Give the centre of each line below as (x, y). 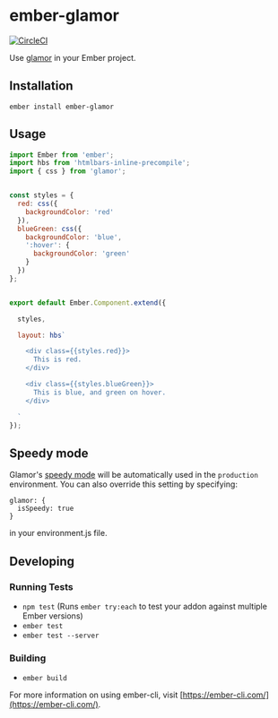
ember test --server (61, 636)
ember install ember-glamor (62, 107)
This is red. (57, 359)
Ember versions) (52, 616)
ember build (44, 679)
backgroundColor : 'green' (81, 254)
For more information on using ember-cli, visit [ (96, 695)
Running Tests (41, 586)
